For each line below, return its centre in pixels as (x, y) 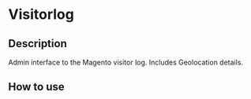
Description (37, 44)
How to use (36, 87)
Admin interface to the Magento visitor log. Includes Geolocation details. (126, 62)
